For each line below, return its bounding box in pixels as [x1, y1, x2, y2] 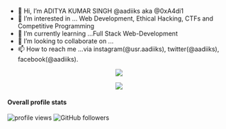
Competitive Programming [17, 22, 94, 30]
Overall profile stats [7, 98, 67, 106]
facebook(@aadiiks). [17, 55, 79, 63]
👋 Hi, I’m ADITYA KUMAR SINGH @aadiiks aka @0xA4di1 [17, 7, 184, 15]
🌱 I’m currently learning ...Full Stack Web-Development [17, 29, 179, 38]
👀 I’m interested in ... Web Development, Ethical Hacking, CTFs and [17, 14, 214, 23]
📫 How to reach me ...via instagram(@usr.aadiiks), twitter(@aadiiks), [17, 45, 220, 53]
